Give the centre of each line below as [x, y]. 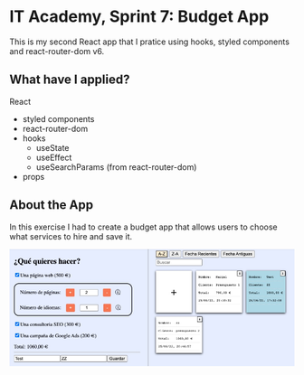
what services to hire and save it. [71, 236]
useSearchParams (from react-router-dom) [116, 167]
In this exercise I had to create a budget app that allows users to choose [143, 227]
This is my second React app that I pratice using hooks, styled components [149, 42]
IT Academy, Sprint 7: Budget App [139, 17]
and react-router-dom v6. [57, 51]
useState [52, 147]
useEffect [54, 157]
